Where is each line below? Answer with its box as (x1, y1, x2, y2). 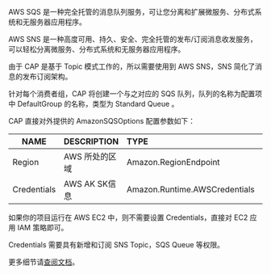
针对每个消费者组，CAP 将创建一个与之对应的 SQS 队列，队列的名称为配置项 (8, 89, 263, 99)
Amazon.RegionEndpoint (126, 157, 220, 167)
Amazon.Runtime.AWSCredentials (126, 184, 256, 195)
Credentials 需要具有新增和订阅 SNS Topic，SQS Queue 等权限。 (8, 240, 224, 249)
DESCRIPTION (63, 136, 119, 147)
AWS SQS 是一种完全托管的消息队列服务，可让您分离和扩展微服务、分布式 (8, 7, 256, 16)
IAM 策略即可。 (17, 223, 69, 232)
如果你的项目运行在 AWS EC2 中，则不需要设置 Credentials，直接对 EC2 (8, 213, 248, 222)
